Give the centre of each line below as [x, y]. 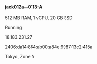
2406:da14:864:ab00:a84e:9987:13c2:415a [49, 47]
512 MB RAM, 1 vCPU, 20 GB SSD [39, 18]
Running [14, 28]
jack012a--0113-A [24, 7]
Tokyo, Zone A [20, 57]
